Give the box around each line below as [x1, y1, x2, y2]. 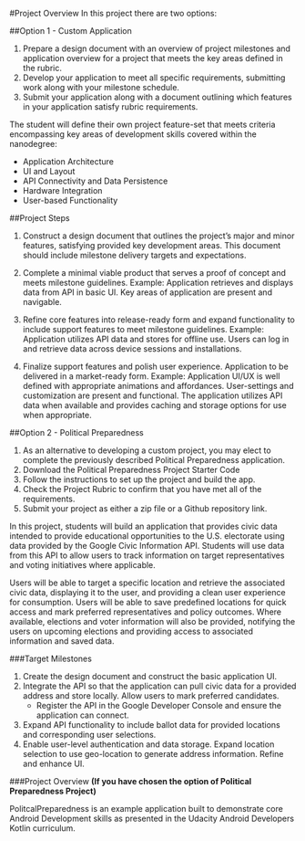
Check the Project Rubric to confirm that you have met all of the [22, 484, 262, 494]
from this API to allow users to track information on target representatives [9, 550, 285, 561]
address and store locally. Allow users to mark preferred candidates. [22, 690, 280, 701]
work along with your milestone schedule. [22, 82, 180, 92]
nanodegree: [9, 139, 57, 149]
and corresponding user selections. [22, 730, 157, 740]
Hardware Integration [22, 185, 103, 195]
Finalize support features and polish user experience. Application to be [22, 361, 289, 372]
